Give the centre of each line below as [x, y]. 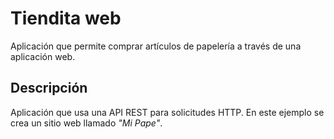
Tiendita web [66, 18]
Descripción [49, 88]
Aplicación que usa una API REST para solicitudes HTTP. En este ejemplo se [167, 112]
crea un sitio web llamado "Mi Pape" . [86, 123]
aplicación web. [43, 56]
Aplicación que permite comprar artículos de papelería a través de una [156, 46]
